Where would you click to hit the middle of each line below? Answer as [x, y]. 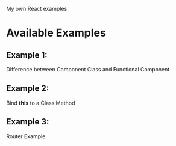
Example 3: [28, 122]
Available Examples [56, 33]
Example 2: [28, 89]
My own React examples [37, 9]
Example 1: [27, 55]
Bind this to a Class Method [41, 103]
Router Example [26, 136]
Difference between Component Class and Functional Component [88, 69]
